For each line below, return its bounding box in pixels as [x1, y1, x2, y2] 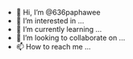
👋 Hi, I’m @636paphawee [15, 8, 101, 17]
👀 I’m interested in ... [15, 16, 85, 26]
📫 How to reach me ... [15, 42, 91, 51]
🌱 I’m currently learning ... [15, 25, 102, 33]
